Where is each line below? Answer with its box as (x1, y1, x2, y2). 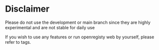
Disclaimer (5, 3, 50, 15)
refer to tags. (5, 39, 31, 45)
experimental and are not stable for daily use (5, 24, 95, 30)
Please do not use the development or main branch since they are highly (5, 19, 151, 25)
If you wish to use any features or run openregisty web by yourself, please (5, 34, 155, 40)
